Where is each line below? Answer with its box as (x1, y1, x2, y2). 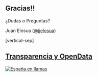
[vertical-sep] (5, 37, 34, 43)
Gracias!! (5, 4, 35, 13)
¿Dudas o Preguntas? (5, 17, 50, 23)
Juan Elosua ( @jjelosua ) (5, 28, 56, 34)
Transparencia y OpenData (5, 52, 93, 61)
